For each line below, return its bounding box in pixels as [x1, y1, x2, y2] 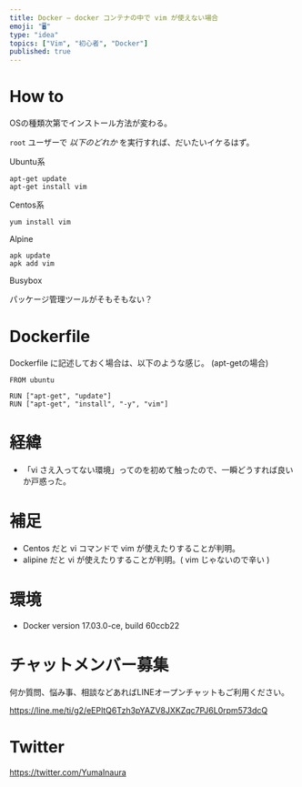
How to [9, 86, 65, 107]
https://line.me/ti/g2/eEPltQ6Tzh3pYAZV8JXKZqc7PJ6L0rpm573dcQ [9, 704, 268, 715]
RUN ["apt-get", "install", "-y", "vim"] [9, 399, 169, 409]
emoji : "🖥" [9, 22, 52, 31]
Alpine [9, 234, 34, 245]
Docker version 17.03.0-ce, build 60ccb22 [22, 620, 180, 631]
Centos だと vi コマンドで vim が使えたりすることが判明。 [22, 542, 241, 553]
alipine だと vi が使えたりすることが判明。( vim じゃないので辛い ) [22, 554, 270, 565]
